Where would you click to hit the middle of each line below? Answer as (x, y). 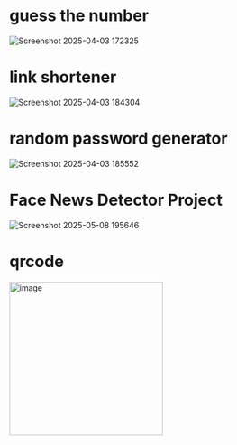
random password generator (118, 139)
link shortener (63, 77)
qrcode (37, 261)
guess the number (79, 16)
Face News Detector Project (116, 200)
